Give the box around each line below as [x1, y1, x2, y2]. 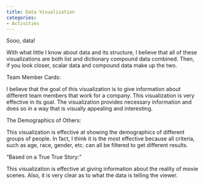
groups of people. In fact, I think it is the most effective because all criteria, [6, 135, 195, 142]
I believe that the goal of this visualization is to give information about [6, 85, 181, 93]
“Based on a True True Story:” [6, 153, 82, 161]
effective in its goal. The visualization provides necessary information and [6, 98, 192, 106]
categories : [6, 15, 37, 21]
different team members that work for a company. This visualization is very [6, 92, 195, 100]
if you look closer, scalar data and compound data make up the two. [6, 62, 177, 69]
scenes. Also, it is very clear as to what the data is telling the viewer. [6, 172, 178, 179]
